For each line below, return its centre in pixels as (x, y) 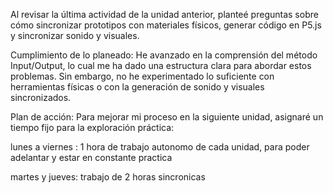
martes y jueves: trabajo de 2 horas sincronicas (108, 177)
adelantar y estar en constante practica (91, 157)
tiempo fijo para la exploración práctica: (92, 127)
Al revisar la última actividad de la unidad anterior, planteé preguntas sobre (164, 14)
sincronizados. (41, 97)
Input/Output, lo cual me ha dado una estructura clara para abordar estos (161, 65)
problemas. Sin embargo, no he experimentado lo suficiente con (142, 76)
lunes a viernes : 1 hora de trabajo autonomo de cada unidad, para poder (160, 147)
